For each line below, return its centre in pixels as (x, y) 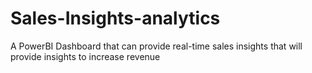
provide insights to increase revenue (85, 56)
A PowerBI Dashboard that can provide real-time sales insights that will (156, 46)
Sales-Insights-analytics (115, 18)
